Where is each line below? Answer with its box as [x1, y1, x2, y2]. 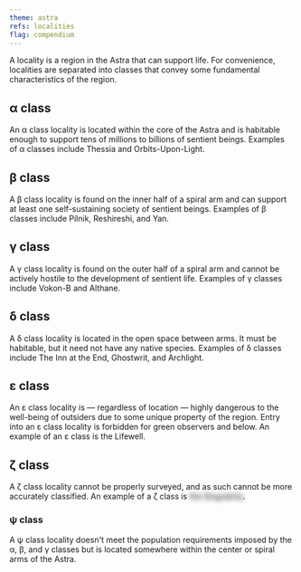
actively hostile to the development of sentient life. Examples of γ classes [9, 272, 283, 283]
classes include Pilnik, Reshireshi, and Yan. [9, 214, 170, 224]
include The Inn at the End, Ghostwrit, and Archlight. [9, 352, 205, 363]
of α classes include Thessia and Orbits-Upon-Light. [9, 144, 205, 155]
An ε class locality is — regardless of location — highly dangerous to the [9, 402, 279, 413]
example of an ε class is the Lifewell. [9, 431, 146, 442]
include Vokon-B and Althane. [9, 282, 120, 293]
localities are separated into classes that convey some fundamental [9, 64, 260, 75]
